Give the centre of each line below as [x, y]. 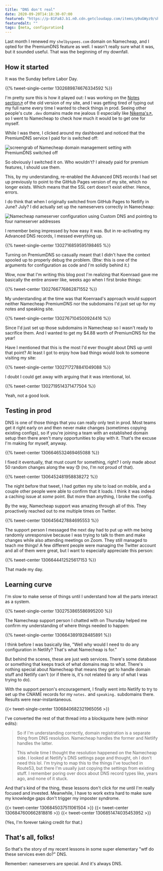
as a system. [18, 602]
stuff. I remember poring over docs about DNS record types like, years [87, 773]
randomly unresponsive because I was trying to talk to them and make [75, 535]
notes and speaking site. [30, 309]
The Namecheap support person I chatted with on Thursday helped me [76, 620]
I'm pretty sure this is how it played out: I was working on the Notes [72, 97]
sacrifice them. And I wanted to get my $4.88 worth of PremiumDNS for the [80, 333]
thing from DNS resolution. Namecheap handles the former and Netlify [87, 738]
